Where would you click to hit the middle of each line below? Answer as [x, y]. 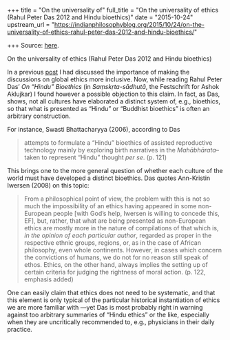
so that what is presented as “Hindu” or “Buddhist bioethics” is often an [108, 109]
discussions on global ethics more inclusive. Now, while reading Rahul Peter [115, 79]
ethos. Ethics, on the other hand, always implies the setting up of [116, 264]
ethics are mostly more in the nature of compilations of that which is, [121, 228]
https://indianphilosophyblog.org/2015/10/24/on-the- [129, 24]
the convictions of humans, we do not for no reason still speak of [116, 257]
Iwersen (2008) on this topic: [48, 185]
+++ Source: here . [33, 45]
